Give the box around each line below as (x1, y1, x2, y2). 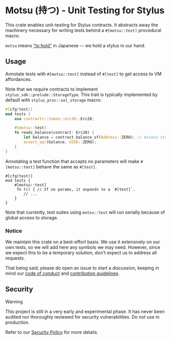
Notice (5, 227, 22, 234)
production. (5, 319, 30, 325)
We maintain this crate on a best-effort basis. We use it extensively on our (5, 239, 160, 245)
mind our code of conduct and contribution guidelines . (5, 270, 120, 276)
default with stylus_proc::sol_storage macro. (5, 97, 102, 103)
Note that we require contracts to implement (5, 86, 98, 92)
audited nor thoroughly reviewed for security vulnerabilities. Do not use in (5, 314, 160, 320)
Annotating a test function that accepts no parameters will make (5, 158, 140, 164)
